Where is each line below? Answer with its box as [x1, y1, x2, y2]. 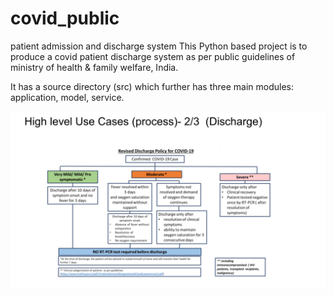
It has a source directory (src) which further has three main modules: [10, 80, 295, 92]
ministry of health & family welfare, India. [10, 61, 179, 73]
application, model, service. [10, 91, 125, 103]
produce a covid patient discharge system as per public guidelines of [10, 50, 296, 62]
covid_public [10, 7, 120, 30]
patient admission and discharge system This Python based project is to [10, 40, 308, 52]
